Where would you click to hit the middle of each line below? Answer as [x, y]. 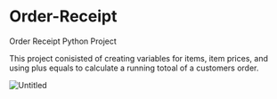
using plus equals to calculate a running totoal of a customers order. [134, 68]
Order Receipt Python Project [63, 41]
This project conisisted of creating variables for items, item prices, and [139, 58]
